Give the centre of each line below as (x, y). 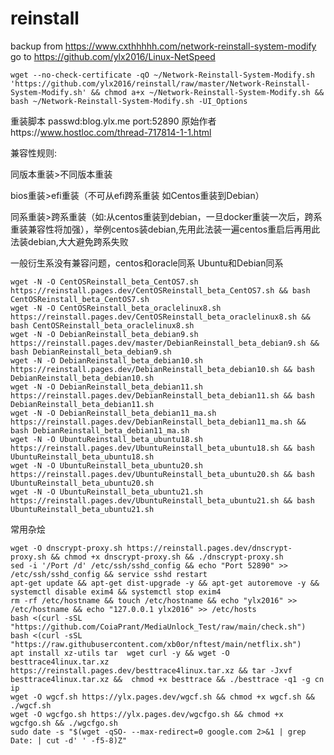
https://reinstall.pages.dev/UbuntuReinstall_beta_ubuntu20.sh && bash (162, 474)
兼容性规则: (34, 153)
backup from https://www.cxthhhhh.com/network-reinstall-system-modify (163, 46)
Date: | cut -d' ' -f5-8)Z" (69, 740)
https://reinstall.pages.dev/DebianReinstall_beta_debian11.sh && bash (162, 395)
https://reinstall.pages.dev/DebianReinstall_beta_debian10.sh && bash (162, 369)
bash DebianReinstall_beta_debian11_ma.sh (100, 430)
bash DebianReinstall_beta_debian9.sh (91, 352)
